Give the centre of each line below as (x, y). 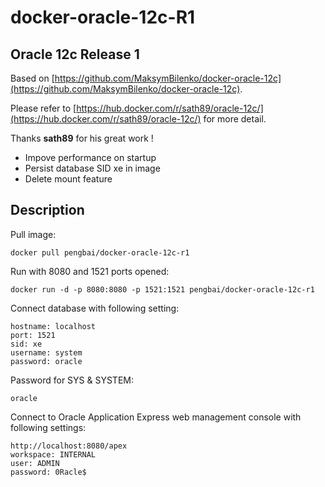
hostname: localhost (53, 326)
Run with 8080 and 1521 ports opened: (90, 271)
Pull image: (33, 234)
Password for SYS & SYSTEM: (72, 380)
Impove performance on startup (90, 157)
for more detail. (235, 119)
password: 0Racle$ (48, 472)
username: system (46, 352)
